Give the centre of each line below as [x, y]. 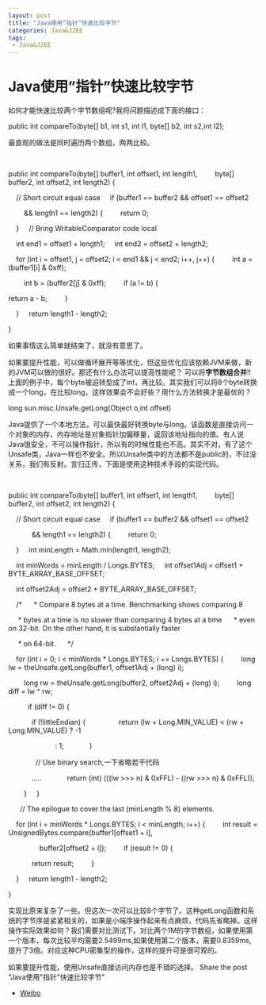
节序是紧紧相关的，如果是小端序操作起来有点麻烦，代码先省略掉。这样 [143, 921]
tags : [17, 38]
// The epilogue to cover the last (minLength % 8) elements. [117, 809]
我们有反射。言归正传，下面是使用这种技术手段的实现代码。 [126, 464]
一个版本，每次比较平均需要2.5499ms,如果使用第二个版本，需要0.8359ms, [130, 941]
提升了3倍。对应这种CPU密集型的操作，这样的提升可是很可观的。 [115, 950]
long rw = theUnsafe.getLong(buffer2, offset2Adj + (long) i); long [137, 683]
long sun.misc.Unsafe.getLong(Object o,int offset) [90, 408]
